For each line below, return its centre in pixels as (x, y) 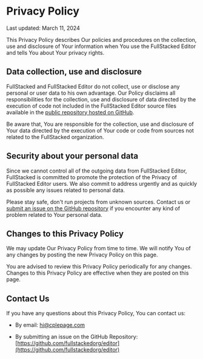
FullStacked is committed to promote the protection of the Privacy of (92, 177)
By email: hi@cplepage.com (50, 325)
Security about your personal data (72, 156)
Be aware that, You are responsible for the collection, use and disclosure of (100, 124)
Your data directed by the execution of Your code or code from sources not (100, 130)
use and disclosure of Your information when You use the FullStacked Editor (101, 46)
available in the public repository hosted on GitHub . (70, 112)
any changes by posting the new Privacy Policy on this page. (82, 255)
